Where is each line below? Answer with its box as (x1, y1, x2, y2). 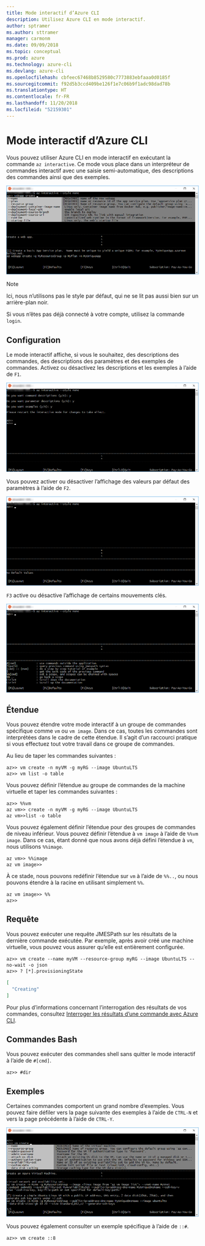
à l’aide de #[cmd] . (6, 1057, 52, 1065)
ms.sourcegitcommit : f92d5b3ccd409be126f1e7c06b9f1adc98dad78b (6, 81, 171, 87)
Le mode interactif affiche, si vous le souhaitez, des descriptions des (6, 351, 179, 359)
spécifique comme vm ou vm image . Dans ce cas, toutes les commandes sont (6, 727, 198, 735)
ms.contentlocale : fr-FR (6, 93, 70, 100)
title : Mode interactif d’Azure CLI (6, 10, 99, 16)
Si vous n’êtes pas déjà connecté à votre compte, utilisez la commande (6, 310, 185, 318)
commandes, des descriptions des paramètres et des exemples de (6, 357, 174, 365)
